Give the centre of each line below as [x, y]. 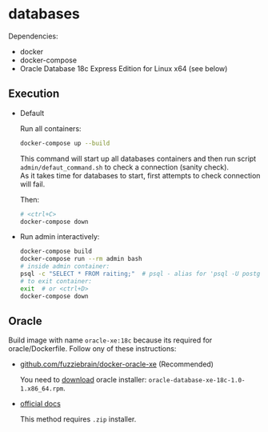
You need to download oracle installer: [83, 380]
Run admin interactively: [60, 237]
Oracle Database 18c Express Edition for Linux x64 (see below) [124, 68]
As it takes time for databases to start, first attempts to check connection [140, 175]
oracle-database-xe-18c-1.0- [197, 381]
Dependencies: [33, 36]
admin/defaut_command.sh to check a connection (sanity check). [124, 167]
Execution [34, 94]
